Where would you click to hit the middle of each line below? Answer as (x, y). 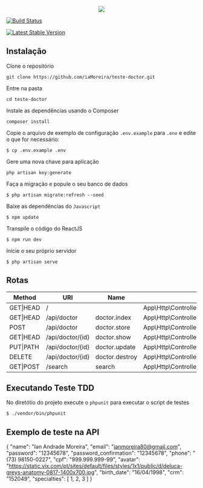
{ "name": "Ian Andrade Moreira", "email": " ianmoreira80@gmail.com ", (94, 447)
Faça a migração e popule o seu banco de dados (67, 184)
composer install (28, 122)
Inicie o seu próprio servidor (41, 250)
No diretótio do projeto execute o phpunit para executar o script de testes (98, 403)
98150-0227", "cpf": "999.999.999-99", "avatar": (79, 460)
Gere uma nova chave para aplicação (53, 161)
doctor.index (114, 317)
